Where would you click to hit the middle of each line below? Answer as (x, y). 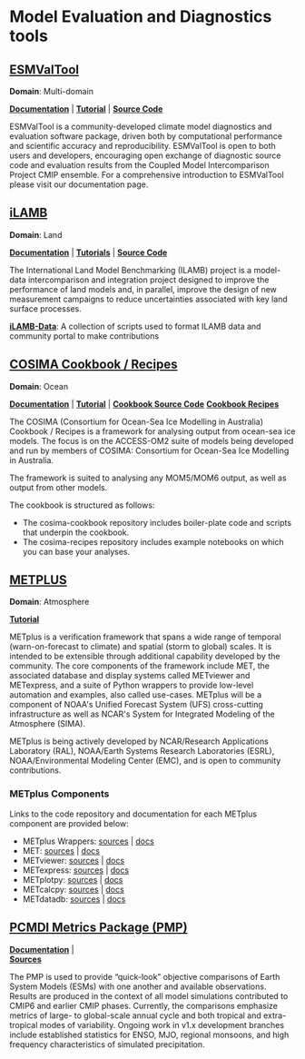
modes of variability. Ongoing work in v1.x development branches (162, 1024)
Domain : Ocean (39, 386)
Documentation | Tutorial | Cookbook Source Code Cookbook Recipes (144, 404)
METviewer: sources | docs (74, 860)
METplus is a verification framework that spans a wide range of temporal (145, 637)
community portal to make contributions (84, 336)
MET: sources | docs (61, 850)
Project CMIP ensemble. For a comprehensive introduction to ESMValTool (147, 175)
